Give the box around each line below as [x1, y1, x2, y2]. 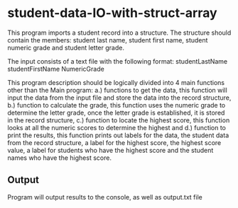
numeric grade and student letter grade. [7, 43, 124, 52]
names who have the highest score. [7, 154, 112, 162]
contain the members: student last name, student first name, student [7, 35, 208, 44]
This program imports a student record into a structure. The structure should [7, 28, 232, 37]
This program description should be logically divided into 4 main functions [7, 78, 225, 86]
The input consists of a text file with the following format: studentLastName [7, 57, 228, 65]
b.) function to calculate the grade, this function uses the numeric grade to [7, 100, 226, 109]
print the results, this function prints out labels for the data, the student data [7, 131, 229, 139]
